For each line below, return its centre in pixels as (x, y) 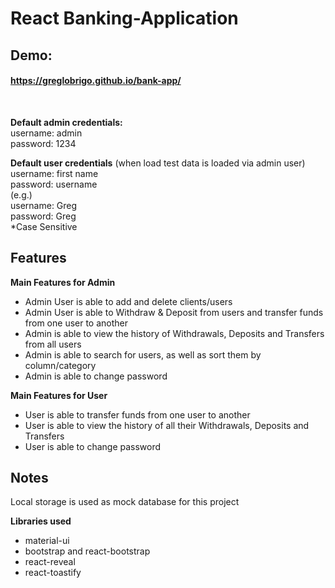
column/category (60, 365)
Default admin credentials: (66, 122)
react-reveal (50, 562)
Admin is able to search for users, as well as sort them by (143, 354)
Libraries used (41, 521)
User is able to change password (93, 446)
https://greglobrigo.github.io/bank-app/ (96, 81)
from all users (53, 344)
